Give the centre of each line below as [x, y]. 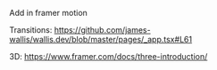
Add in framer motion [48, 13]
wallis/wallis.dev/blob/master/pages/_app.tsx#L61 [101, 39]
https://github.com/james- [102, 30]
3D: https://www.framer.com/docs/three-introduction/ [108, 56]
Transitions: [31, 30]
